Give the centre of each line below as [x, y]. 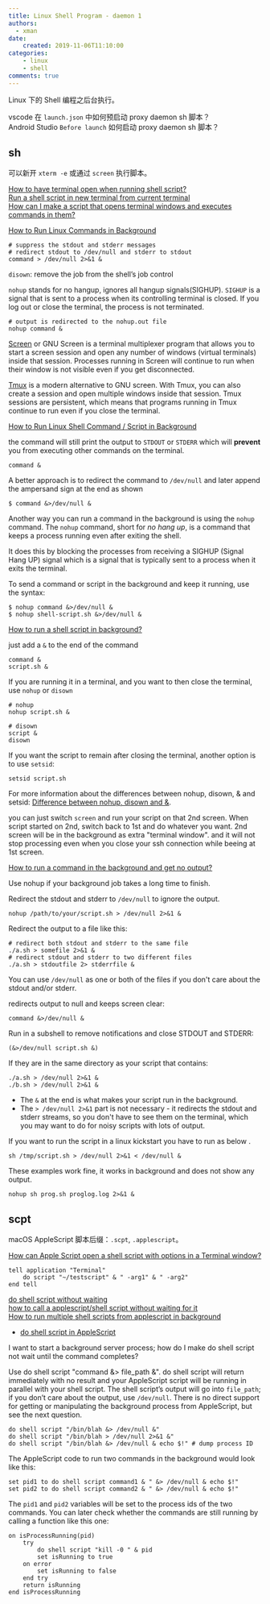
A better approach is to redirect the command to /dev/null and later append [135, 480]
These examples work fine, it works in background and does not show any [131, 1171]
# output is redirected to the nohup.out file [88, 322]
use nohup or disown [41, 691]
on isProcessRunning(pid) [51, 1536]
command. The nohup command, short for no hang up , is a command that [129, 527]
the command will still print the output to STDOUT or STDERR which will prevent [135, 442]
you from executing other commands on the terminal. [96, 451]
